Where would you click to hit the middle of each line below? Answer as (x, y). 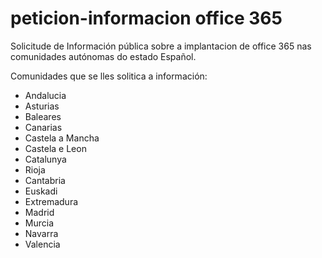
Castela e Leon (55, 148)
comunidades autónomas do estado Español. (103, 56)
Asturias (42, 106)
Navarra (41, 233)
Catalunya (45, 159)
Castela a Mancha (62, 138)
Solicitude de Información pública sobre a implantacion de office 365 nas (161, 46)
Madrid (39, 212)
